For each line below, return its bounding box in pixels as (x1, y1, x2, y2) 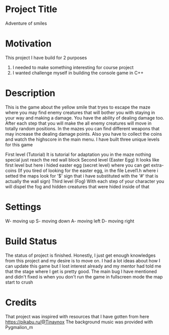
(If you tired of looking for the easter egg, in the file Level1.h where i (17, 167, 158, 174)
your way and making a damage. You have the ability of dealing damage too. (5, 115, 164, 121)
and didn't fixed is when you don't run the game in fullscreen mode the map (5, 273, 163, 280)
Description (5, 87, 55, 99)
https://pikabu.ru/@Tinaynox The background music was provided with (5, 319, 153, 325)
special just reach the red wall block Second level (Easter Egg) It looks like (5, 156, 160, 162)
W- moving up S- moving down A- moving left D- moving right (5, 218, 135, 224)
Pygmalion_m (5, 324, 33, 330)
